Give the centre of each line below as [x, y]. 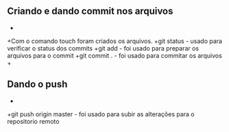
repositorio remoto [33, 121]
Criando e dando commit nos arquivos [90, 11]
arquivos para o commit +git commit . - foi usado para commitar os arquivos [115, 55]
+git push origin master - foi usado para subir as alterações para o [101, 114]
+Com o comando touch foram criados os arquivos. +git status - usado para [115, 41]
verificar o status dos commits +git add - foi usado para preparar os [103, 48]
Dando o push [37, 84]
